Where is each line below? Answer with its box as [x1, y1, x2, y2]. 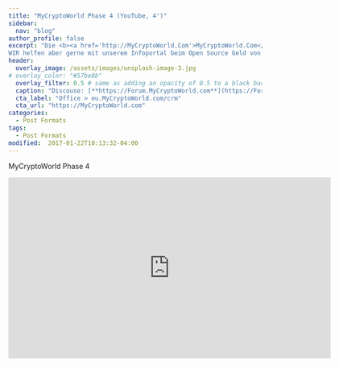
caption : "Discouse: [15, 86, 85, 95]
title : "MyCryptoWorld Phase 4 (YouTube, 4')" [8, 11, 167, 20]
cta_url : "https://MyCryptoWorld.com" [15, 101, 147, 109]
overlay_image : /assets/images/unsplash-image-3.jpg [15, 64, 196, 72]
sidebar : [8, 19, 38, 27]
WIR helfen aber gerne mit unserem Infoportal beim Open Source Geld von [8, 49, 262, 57]
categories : [8, 109, 48, 118]
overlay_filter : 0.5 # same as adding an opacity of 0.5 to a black [15, 79, 250, 87]
